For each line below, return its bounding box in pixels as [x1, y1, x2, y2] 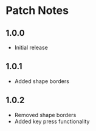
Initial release [14, 44, 48, 51]
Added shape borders [14, 77, 69, 85]
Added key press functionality [14, 118, 90, 125]
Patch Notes [5, 4, 69, 18]
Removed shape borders [14, 111, 77, 118]
